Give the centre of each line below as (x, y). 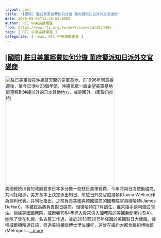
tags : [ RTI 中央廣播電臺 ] (31, 32)
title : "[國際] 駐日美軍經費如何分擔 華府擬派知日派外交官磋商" (63, 14)
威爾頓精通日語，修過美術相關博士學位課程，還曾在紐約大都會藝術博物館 (81, 225)
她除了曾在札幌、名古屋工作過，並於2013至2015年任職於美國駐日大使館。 (78, 219)
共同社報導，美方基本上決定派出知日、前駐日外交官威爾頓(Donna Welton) (78, 194)
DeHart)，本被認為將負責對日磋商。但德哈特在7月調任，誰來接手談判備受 (78, 206)
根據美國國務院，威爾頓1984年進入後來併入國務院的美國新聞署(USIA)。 (84, 213)
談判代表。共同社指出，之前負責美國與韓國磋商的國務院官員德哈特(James (82, 201)
